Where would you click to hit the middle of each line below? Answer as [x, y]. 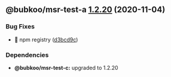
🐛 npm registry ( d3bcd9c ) [46, 39]
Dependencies [27, 54]
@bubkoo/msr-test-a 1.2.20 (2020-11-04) [85, 10]
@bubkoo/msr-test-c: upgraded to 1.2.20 [66, 68]
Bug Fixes [20, 27]
